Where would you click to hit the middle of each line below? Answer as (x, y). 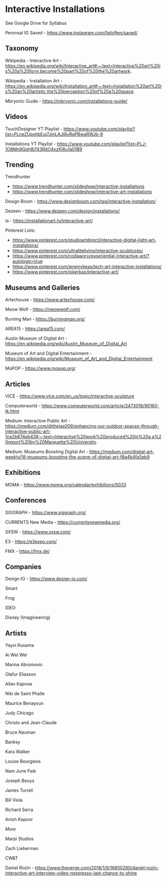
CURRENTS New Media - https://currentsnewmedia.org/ (63, 522)
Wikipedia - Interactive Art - (34, 60)
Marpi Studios (19, 839)
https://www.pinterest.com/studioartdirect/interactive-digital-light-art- (84, 240)
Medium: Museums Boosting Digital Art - (47, 451)
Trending (19, 165)
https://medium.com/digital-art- (122, 451)
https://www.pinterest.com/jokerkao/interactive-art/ (65, 272)
